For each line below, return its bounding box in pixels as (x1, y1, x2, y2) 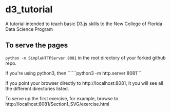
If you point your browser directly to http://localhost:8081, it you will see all (5, 80, 163, 86)
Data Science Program (5, 26, 53, 32)
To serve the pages (5, 41, 68, 50)
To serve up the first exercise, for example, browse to (5, 95, 119, 101)
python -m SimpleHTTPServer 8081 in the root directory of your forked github (5, 54, 166, 61)
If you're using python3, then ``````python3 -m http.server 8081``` (5, 70, 142, 76)
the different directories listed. (5, 85, 69, 91)
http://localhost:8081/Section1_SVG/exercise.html (5, 101, 109, 107)
